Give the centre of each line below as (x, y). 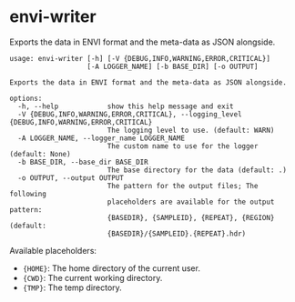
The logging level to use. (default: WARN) (191, 130)
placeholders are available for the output (191, 202)
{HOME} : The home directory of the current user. (111, 268)
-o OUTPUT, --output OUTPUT (71, 178)
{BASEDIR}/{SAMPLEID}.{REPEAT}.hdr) (177, 234)
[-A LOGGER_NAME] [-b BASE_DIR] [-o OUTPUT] (173, 66)
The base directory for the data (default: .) (197, 170)
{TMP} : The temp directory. (72, 287)
